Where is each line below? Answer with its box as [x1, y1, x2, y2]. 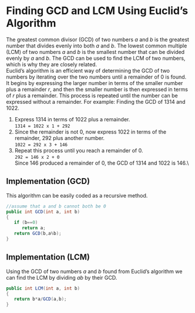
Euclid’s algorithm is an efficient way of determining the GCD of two [6, 67, 170, 74]
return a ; [21, 225, 46, 231]
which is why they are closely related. [6, 60, 97, 68]
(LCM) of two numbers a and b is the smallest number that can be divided [6, 48, 185, 55]
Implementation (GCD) [6, 176, 90, 186]
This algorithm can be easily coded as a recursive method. [6, 192, 148, 199]
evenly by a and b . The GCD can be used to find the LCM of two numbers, [6, 55, 186, 62]
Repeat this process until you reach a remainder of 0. [14, 147, 143, 154]
